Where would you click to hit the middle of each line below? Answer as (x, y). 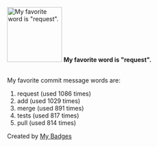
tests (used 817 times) (48, 115)
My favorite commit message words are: (64, 80)
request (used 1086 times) (54, 93)
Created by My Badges (39, 136)
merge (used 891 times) (50, 108)
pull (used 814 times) (47, 123)
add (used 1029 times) (49, 101)
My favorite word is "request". (107, 60)
